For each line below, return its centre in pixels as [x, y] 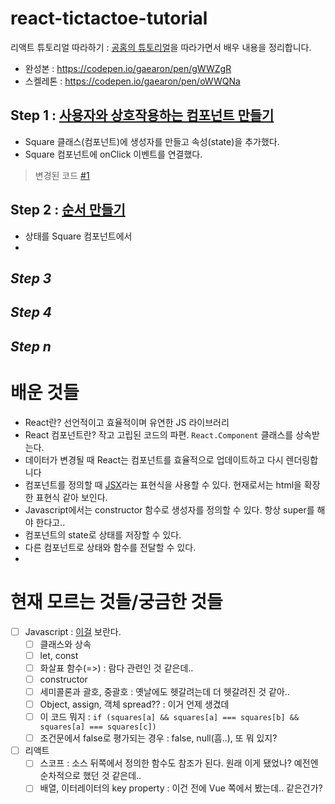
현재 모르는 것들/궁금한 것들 [116, 601]
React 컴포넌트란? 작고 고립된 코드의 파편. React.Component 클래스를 [159, 434]
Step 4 [31, 312]
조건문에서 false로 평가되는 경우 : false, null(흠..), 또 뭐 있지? [158, 738]
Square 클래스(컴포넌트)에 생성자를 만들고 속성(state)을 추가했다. [152, 141]
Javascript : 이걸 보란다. [73, 631]
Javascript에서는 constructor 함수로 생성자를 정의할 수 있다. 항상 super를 [169, 509]
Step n [31, 346]
